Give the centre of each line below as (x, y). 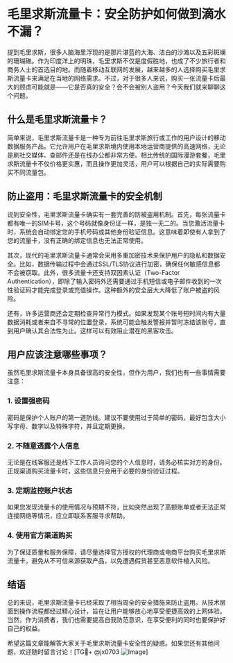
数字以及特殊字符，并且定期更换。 (80, 426)
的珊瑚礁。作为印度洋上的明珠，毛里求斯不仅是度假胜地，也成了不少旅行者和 (116, 60)
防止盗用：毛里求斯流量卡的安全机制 (85, 196)
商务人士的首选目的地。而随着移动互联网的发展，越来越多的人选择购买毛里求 (116, 69)
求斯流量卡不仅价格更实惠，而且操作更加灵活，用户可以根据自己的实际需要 (113, 163)
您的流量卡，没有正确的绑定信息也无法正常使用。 (77, 240)
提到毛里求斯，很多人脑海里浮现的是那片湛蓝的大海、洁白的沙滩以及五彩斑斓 (116, 52)
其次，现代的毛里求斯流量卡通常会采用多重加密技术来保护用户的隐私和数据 (113, 255)
